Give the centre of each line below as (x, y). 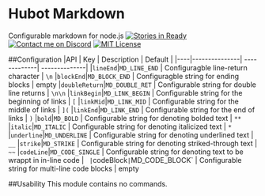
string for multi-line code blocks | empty (74, 168)
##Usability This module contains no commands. (88, 183)
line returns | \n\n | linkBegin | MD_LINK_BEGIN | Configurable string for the (125, 92)
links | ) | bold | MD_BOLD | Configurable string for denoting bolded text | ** (125, 118)
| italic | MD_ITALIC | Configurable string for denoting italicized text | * (120, 126)
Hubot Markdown (66, 14)
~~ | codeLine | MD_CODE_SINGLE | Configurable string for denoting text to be (126, 152)
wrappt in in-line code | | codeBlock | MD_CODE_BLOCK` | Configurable (125, 160)
